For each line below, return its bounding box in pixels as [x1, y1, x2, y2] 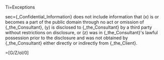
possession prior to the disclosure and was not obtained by [5, 35, 128, 41]
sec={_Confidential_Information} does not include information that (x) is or [5, 14, 159, 19]
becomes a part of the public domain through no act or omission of [5, 19, 144, 25]
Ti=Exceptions [5, 4, 35, 10]
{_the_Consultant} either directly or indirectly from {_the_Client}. [5, 40, 137, 46]
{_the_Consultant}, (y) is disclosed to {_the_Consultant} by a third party [5, 24, 152, 30]
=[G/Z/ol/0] [5, 50, 29, 56]
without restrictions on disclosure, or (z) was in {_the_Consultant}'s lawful [5, 30, 158, 35]
